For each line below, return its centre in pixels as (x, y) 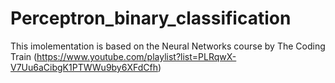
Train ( (24, 56)
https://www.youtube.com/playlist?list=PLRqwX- (136, 56)
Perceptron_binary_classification (151, 18)
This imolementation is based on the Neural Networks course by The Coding (168, 46)
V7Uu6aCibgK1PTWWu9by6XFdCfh (84, 67)
